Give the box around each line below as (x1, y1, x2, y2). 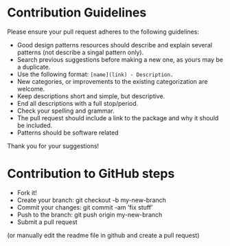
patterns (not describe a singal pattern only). (16, 48, 144, 56)
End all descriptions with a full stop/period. (16, 99, 139, 107)
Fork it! (16, 188, 38, 197)
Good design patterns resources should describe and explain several (16, 41, 213, 49)
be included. (16, 121, 53, 129)
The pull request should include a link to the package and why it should (16, 113, 219, 122)
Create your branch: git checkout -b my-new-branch (16, 196, 167, 204)
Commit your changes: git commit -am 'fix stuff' (16, 203, 153, 211)
